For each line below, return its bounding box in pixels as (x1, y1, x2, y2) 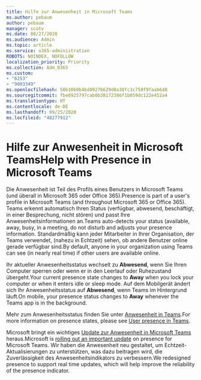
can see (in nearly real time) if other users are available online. (6, 249, 161, 257)
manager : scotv (6, 25, 44, 32)
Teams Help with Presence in (6, 153, 152, 167)
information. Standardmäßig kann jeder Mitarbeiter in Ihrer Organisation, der (6, 230, 194, 237)
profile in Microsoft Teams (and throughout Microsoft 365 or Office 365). (6, 198, 186, 206)
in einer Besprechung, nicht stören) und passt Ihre (6, 211, 131, 219)
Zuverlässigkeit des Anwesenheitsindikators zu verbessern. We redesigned (6, 354, 191, 361)
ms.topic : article (6, 43, 52, 49)
